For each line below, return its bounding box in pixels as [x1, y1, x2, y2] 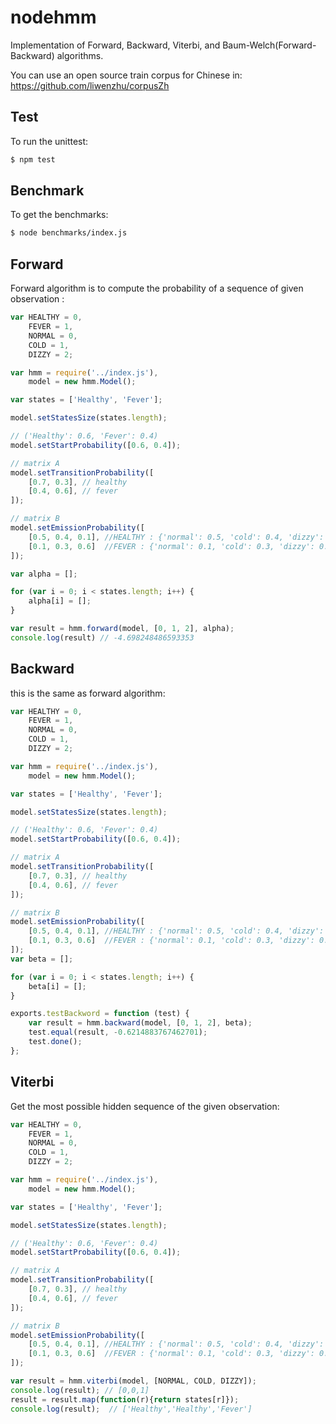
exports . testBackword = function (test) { [10, 1009, 190, 1019]
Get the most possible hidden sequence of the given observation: [10, 1100, 280, 1112]
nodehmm [10, 6, 97, 29]
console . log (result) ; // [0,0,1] [10, 1385, 150, 1395]
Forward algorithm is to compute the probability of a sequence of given [10, 282, 304, 295]
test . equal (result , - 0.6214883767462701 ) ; [28, 1027, 208, 1038]
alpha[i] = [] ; [28, 596, 92, 606]
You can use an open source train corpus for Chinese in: [10, 69, 243, 81]
